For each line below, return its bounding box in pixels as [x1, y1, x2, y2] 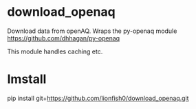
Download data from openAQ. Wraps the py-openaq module [7, 27, 177, 35]
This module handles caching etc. [7, 47, 103, 56]
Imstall [7, 71, 47, 87]
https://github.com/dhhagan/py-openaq [7, 34, 120, 42]
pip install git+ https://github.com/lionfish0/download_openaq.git [7, 94, 189, 102]
